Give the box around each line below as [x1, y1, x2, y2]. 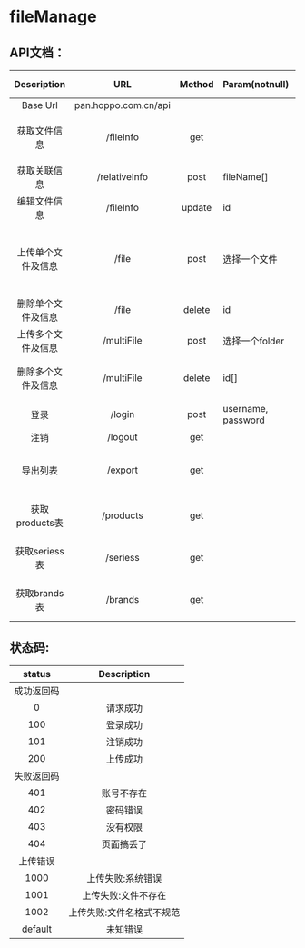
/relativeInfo [96, 171, 148, 183]
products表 [15, 516, 64, 529]
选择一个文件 [221, 253, 278, 265]
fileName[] [221, 171, 269, 183]
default [21, 923, 53, 935]
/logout [107, 431, 138, 443]
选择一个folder [221, 334, 285, 347]
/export [106, 464, 139, 476]
